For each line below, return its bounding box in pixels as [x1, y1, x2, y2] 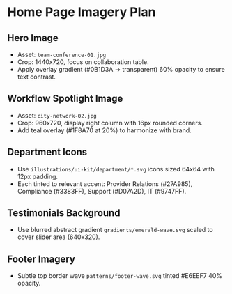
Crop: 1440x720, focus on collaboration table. [17, 58, 149, 66]
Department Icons [7, 146, 88, 158]
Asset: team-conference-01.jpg [17, 50, 107, 59]
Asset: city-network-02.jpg [17, 111, 97, 119]
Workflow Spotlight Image [7, 93, 123, 105]
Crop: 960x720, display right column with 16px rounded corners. [17, 118, 203, 127]
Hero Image [7, 32, 59, 44]
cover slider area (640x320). [17, 233, 100, 241]
